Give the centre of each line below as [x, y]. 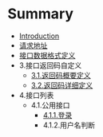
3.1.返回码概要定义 [61, 75]
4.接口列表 [36, 95]
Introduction [39, 36]
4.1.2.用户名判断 [69, 125]
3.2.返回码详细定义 [62, 85]
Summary [40, 14]
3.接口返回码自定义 [50, 65]
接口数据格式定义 [47, 55]
